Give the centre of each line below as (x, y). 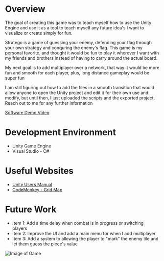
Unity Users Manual (32, 184)
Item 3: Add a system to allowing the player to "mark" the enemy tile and (85, 238)
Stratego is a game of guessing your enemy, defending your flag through (78, 42)
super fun (15, 78)
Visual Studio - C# (31, 151)
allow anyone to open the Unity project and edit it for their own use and (77, 93)
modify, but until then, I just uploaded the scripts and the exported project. (80, 98)
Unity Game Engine (32, 146)
